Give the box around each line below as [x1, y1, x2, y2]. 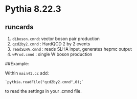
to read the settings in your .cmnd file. [5, 88, 82, 94]
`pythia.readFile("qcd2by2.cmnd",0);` [5, 79, 84, 84]
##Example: [5, 61, 29, 66]
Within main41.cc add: [5, 70, 49, 76]
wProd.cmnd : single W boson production [12, 51, 92, 57]
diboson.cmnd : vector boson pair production [12, 36, 100, 41]
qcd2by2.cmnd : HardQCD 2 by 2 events [12, 41, 91, 47]
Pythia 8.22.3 [5, 3, 61, 15]
